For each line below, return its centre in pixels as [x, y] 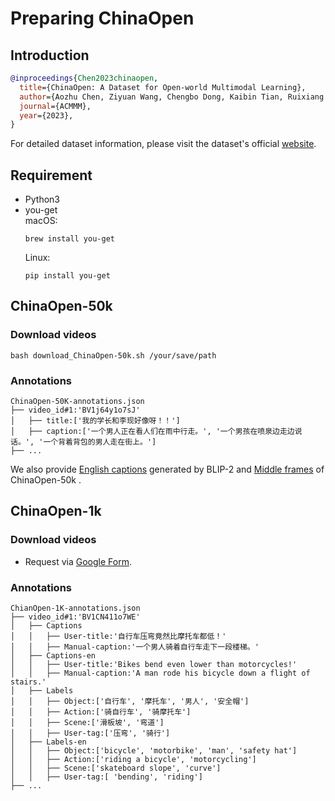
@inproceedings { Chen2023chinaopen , [84, 78]
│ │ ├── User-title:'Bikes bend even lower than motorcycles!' [154, 665]
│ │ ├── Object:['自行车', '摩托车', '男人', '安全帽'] [130, 702]
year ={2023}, [46, 115]
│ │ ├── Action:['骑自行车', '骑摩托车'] [101, 712]
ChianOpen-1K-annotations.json [75, 608]
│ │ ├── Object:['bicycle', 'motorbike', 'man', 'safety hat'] [154, 751]
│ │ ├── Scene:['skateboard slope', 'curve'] [116, 768]
